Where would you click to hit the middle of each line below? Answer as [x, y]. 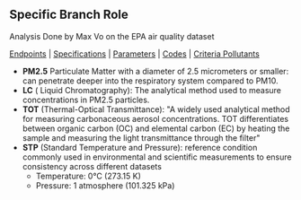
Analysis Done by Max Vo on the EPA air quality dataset [112, 36]
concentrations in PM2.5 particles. [86, 100]
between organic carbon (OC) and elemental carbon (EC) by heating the [156, 128]
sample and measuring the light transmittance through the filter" [141, 137]
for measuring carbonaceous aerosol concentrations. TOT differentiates [155, 118]
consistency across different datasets [92, 166]
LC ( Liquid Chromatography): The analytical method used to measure [151, 90]
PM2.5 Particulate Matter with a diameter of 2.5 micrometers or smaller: [155, 71]
